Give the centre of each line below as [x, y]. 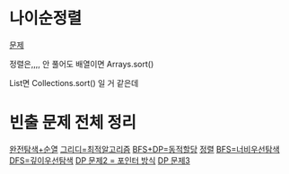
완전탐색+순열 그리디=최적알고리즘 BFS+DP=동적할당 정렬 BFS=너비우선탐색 [144, 149]
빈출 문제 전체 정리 [73, 123]
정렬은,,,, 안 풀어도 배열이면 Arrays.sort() [82, 64]
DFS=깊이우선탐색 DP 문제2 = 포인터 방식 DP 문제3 [100, 160]
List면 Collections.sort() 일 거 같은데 [74, 83]
